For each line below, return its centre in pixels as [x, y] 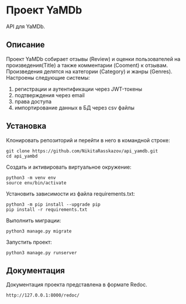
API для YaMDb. [26, 26]
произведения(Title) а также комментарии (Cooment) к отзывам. [87, 65]
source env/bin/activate [36, 183]
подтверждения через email [49, 95]
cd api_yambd [22, 156]
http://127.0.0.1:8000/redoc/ [43, 296]
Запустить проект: [29, 242]
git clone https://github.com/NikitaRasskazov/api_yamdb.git [82, 151]
